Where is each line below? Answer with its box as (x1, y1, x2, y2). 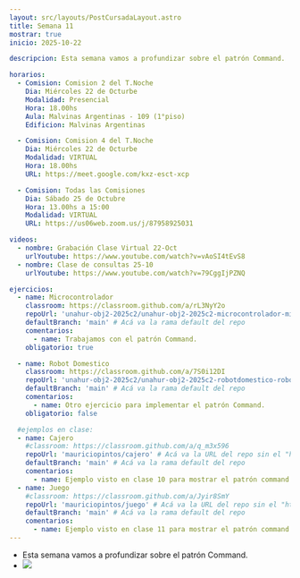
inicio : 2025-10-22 (9, 38, 82, 47)
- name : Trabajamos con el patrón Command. (32, 335, 198, 344)
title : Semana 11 (9, 21, 74, 30)
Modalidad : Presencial (25, 95, 110, 104)
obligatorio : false (25, 409, 98, 418)
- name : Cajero (17, 433, 74, 443)
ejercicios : (9, 285, 54, 293)
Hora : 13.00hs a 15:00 (25, 202, 110, 211)
